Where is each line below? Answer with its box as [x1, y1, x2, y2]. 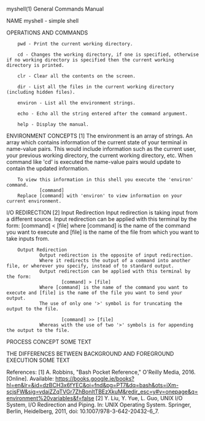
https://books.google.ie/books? [55, 375, 135, 382]
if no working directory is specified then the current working [6, 57, 174, 63]
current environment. [6, 198, 62, 204]
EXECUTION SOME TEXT [6, 357, 71, 364]
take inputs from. [6, 235, 50, 242]
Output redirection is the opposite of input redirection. [39, 252, 193, 258]
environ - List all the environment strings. [17, 100, 136, 106]
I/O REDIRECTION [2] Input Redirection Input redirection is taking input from [6, 209, 198, 216]
